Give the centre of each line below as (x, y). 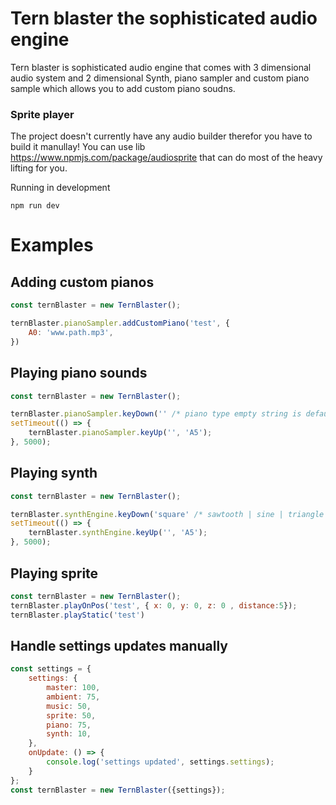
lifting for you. (39, 168)
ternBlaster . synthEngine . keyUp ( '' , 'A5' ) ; (118, 533)
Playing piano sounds (79, 373)
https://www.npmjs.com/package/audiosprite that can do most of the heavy (166, 158)
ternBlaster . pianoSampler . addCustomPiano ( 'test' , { (120, 323)
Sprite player (42, 114)
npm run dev (35, 206)
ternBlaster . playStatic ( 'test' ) (77, 615)
